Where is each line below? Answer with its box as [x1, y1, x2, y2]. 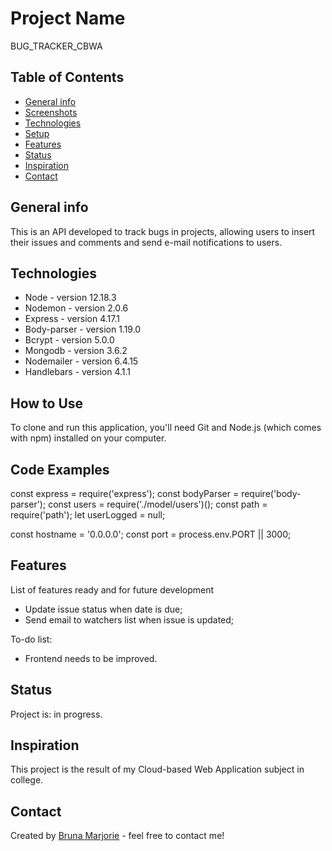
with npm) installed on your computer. [10, 432, 167, 444]
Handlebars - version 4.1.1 [24, 366, 132, 378]
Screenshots [24, 106, 78, 118]
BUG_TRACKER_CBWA [10, 40, 103, 52]
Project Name [10, 7, 126, 30]
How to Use [10, 395, 84, 412]
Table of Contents [10, 69, 125, 86]
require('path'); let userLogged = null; [10, 509, 166, 521]
